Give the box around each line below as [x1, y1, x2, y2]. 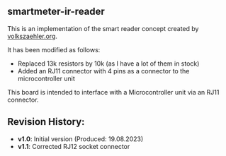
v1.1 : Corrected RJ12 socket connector [17, 142, 130, 150]
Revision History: [7, 116, 85, 128]
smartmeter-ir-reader [7, 6, 105, 18]
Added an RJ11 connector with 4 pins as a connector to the [17, 66, 190, 75]
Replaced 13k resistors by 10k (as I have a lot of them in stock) [17, 59, 200, 68]
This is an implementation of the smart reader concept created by [7, 24, 199, 32]
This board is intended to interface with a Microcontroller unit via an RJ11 [7, 88, 220, 96]
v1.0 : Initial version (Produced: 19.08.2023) [17, 134, 144, 143]
